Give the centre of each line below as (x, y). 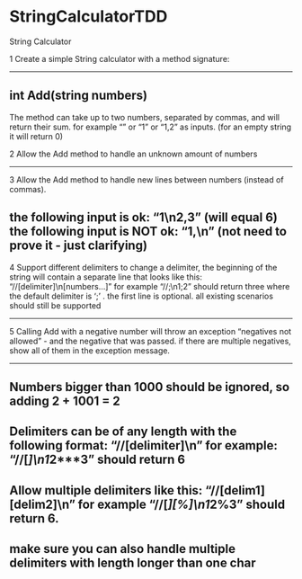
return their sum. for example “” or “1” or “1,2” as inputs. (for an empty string (151, 127)
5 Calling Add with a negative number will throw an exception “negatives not (151, 331)
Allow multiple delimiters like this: (106, 490)
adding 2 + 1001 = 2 (65, 401)
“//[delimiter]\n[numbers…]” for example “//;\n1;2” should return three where (150, 286)
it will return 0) (36, 136)
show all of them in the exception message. (90, 350)
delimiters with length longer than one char (133, 563)
